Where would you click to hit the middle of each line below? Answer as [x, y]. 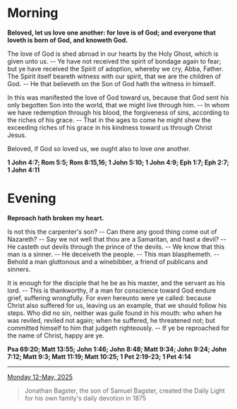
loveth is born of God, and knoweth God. [68, 40]
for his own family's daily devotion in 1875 [85, 398]
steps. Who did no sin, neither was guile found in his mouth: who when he [115, 313]
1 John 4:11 [24, 170]
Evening [32, 198]
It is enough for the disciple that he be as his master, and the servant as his [116, 283]
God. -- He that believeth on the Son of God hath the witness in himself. [111, 83]
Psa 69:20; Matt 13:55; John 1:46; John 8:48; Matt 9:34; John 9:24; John [117, 349]
